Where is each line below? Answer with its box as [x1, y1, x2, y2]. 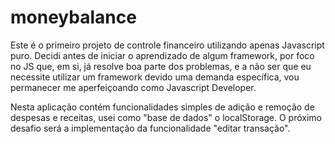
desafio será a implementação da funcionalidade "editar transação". [10, 122, 291, 134]
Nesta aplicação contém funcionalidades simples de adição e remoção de [10, 101, 315, 113]
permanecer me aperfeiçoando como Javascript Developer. [10, 81, 257, 93]
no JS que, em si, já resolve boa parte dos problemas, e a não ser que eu [10, 60, 312, 72]
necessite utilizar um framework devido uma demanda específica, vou [10, 71, 300, 83]
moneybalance [10, 6, 137, 29]
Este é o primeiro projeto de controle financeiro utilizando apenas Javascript [10, 39, 325, 51]
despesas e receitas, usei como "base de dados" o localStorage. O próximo [10, 111, 323, 123]
